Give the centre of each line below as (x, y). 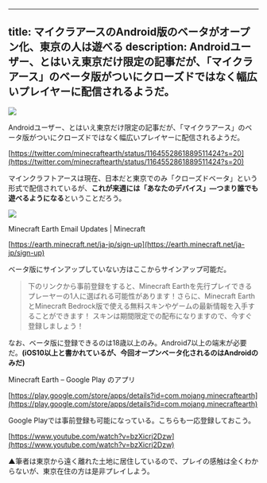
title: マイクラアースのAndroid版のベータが (114, 32)
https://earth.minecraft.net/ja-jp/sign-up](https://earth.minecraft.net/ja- (128, 244)
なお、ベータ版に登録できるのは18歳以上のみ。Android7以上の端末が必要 (128, 342)
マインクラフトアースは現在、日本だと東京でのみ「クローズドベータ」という (133, 178)
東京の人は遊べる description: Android (135, 47)
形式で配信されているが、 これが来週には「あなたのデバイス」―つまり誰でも (133, 188)
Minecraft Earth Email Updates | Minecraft (77, 228)
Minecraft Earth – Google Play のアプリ (72, 380)
